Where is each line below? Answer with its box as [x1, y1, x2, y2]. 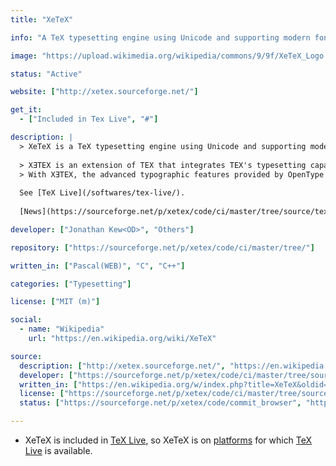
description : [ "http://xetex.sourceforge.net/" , [19, 361, 226, 371]
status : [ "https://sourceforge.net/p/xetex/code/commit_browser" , [19, 398, 302, 408]
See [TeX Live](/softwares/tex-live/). [19, 188, 186, 198]
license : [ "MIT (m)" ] [10, 297, 101, 307]
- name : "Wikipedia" [19, 324, 105, 335]
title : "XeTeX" [10, 14, 74, 25]
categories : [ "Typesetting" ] [10, 279, 132, 289]
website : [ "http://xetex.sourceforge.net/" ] [10, 87, 199, 97]
